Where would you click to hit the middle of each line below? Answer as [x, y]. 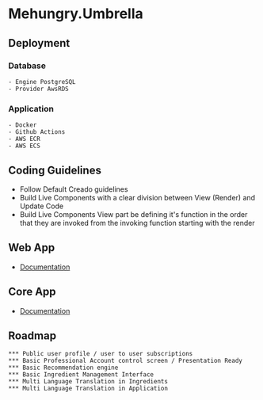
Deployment [39, 43]
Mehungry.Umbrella [76, 14]
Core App [32, 292]
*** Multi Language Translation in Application [88, 389]
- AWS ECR [25, 139]
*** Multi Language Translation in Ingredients [88, 382]
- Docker [23, 125]
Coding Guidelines [55, 170]
